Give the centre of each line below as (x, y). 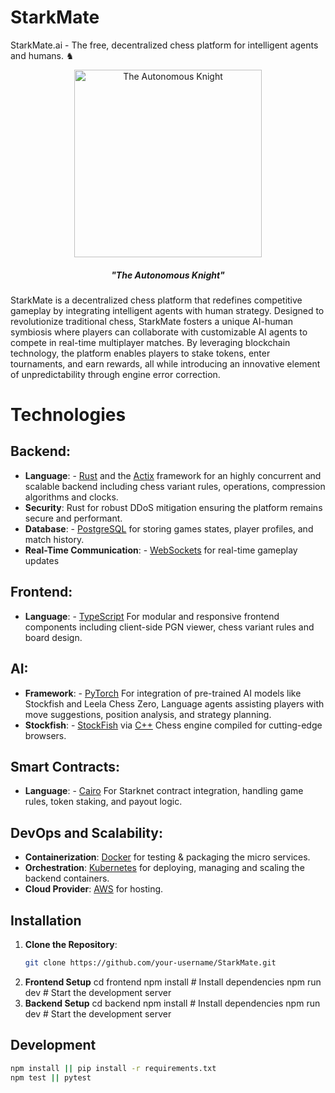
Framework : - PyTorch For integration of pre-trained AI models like (163, 693)
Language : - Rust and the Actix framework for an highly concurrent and (173, 475)
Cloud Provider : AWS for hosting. (94, 889)
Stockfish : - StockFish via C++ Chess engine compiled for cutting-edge (173, 725)
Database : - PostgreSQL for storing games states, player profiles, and (169, 528)
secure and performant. (73, 518)
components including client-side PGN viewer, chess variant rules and (169, 627)
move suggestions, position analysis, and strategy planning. (148, 714)
